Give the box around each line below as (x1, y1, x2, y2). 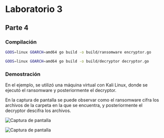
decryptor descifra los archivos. (5, 107, 71, 113)
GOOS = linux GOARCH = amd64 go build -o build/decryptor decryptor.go (5, 58, 149, 63)
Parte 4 (5, 23, 29, 32)
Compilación (5, 38, 37, 45)
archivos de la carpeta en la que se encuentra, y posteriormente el (5, 102, 143, 108)
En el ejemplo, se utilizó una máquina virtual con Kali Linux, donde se (5, 81, 148, 88)
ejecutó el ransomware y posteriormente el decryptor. (5, 87, 117, 93)
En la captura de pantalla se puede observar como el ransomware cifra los (5, 96, 159, 103)
